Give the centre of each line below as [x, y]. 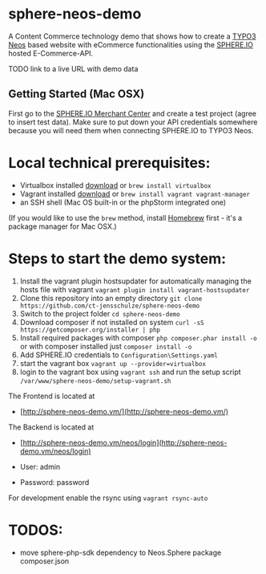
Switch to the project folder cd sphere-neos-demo [100, 313]
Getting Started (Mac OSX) [77, 94]
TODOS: [36, 530]
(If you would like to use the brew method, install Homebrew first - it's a [125, 218]
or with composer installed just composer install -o [106, 346]
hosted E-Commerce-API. [51, 53]
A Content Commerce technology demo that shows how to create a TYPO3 [132, 36]
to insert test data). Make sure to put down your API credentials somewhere [133, 122]
